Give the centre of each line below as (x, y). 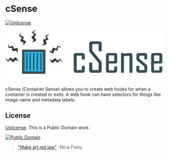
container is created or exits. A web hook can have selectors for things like (83, 94)
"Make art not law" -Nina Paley (50, 147)
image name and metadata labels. (40, 99)
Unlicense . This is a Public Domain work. (48, 128)
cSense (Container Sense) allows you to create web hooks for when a (78, 89)
